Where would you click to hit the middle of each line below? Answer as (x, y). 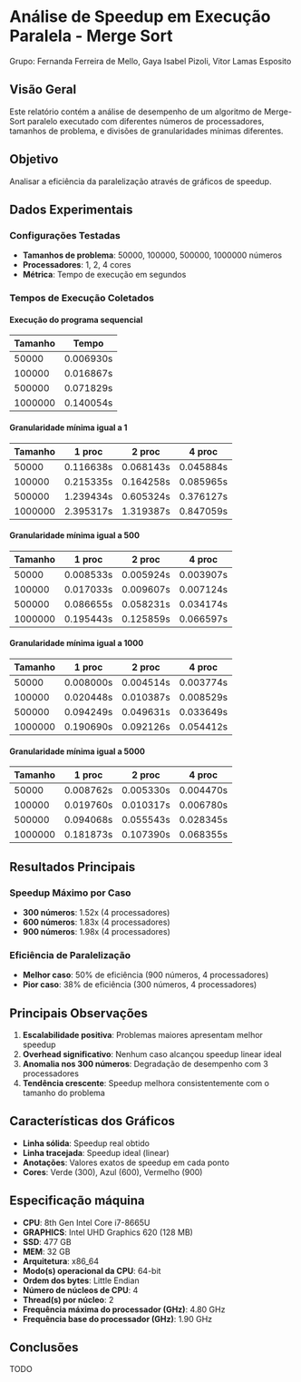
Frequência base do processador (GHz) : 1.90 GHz (117, 1318)
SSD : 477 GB (47, 1241)
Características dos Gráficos (92, 1121)
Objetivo (34, 159)
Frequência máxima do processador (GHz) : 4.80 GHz (124, 1309)
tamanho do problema (64, 1093)
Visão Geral (43, 89)
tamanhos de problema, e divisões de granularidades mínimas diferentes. (146, 131)
